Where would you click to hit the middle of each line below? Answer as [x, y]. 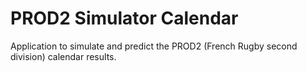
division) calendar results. [63, 56]
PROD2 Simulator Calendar [124, 18]
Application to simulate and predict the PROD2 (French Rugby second [154, 46]
